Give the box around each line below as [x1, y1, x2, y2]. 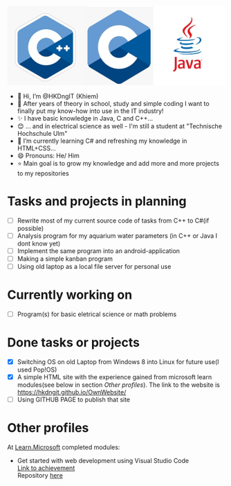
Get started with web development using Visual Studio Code [17, 456, 189, 465]
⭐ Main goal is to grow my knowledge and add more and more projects [17, 159, 220, 167]
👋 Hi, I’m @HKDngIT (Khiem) [17, 92, 99, 100]
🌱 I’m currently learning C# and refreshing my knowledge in [17, 137, 187, 145]
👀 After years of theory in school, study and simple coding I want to [17, 99, 210, 107]
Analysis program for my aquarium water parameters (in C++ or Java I [17, 232, 218, 240]
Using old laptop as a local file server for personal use [17, 262, 172, 270]
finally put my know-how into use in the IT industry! [17, 107, 164, 115]
